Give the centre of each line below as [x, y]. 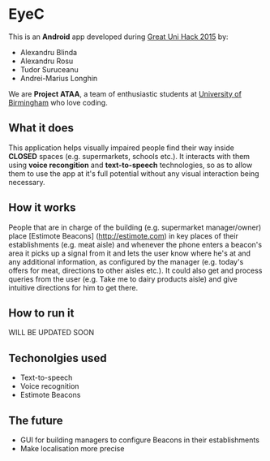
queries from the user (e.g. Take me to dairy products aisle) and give [123, 279]
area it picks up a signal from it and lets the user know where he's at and [130, 253]
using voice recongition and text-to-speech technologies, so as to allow [131, 165]
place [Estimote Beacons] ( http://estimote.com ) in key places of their [124, 235]
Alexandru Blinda [49, 52]
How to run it [41, 313]
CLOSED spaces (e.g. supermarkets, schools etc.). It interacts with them [129, 156]
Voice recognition [49, 386]
